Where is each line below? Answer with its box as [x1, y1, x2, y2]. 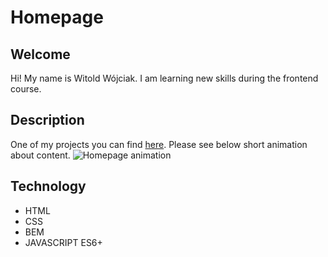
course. [10, 83, 42, 95]
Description [10, 112, 85, 129]
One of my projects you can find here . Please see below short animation [10, 138, 308, 150]
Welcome [10, 46, 71, 63]
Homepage [10, 6, 104, 29]
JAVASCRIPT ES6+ [24, 236, 103, 248]
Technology [10, 178, 87, 195]
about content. [10, 149, 71, 161]
